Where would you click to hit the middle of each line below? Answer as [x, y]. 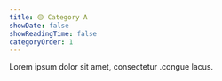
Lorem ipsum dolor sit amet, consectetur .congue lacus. [111, 67]
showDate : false [39, 26]
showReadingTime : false [53, 33]
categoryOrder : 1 [41, 42]
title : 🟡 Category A [48, 17]
